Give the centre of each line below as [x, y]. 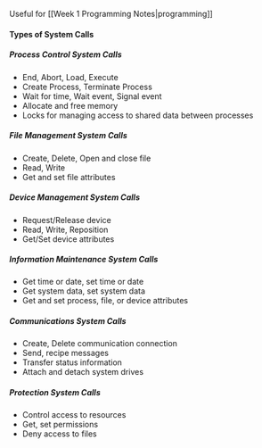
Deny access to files [59, 434]
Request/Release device [66, 220]
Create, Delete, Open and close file [86, 158]
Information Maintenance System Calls [84, 260]
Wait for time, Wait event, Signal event [92, 96]
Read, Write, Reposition [65, 229]
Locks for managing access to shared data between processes [138, 115]
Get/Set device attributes [68, 239]
